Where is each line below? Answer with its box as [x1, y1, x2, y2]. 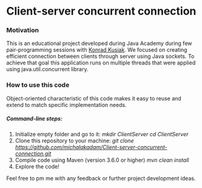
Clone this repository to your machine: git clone [15, 137, 134, 144]
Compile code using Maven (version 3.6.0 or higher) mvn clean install [15, 156, 189, 164]
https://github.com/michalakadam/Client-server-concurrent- [15, 143, 168, 150]
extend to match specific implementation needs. [6, 101, 127, 108]
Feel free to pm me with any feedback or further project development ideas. [6, 175, 196, 182]
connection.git [15, 150, 52, 157]
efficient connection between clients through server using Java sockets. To [6, 53, 195, 60]
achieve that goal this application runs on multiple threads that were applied [6, 59, 196, 66]
